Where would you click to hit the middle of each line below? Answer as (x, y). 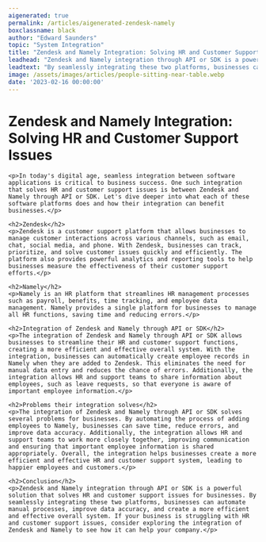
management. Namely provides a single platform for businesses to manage (133, 308)
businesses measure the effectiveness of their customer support (118, 267)
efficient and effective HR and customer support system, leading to (125, 461)
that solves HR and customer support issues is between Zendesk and (123, 190)
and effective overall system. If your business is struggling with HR (129, 517)
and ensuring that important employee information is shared (111, 447)
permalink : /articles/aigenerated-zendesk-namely (92, 23)
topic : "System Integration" (56, 45)
